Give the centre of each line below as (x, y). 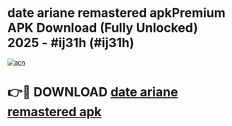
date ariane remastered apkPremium (116, 13)
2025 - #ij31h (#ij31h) (71, 43)
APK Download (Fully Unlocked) (103, 28)
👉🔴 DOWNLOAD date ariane (93, 92)
